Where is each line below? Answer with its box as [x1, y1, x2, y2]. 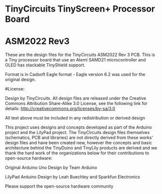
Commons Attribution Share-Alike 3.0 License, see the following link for [5, 101, 148, 106]
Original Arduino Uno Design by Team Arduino [5, 164, 97, 170]
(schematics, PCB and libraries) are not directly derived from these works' [5, 134, 153, 141]
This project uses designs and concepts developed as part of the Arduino [5, 124, 152, 130]
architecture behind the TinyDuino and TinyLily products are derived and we [5, 145, 158, 151]
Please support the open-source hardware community [5, 183, 113, 189]
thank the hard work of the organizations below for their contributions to [5, 150, 149, 156]
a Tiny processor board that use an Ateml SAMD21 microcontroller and [5, 57, 146, 63]
